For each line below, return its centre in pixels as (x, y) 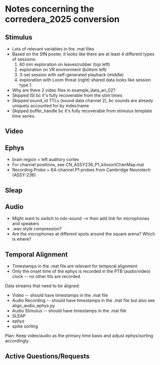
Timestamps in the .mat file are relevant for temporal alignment (75, 266)
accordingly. (17, 341)
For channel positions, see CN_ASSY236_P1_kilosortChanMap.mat (78, 165)
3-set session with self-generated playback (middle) (72, 75)
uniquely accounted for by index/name (51, 106)
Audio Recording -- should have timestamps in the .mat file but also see (83, 300)
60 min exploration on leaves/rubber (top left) (65, 64)
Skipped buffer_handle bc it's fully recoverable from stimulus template (82, 111)
